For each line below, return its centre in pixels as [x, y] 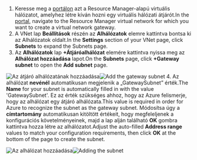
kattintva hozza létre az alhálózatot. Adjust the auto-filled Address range [94, 127]
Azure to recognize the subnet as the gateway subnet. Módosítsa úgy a [93, 108]
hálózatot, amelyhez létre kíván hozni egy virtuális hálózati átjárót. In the [102, 15]
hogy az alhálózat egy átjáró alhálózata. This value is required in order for [95, 102]
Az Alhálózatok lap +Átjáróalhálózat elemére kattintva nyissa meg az [100, 52]
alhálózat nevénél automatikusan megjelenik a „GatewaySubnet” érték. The [97, 83]
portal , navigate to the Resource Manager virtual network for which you [102, 21]
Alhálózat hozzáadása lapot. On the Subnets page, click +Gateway [97, 59]
